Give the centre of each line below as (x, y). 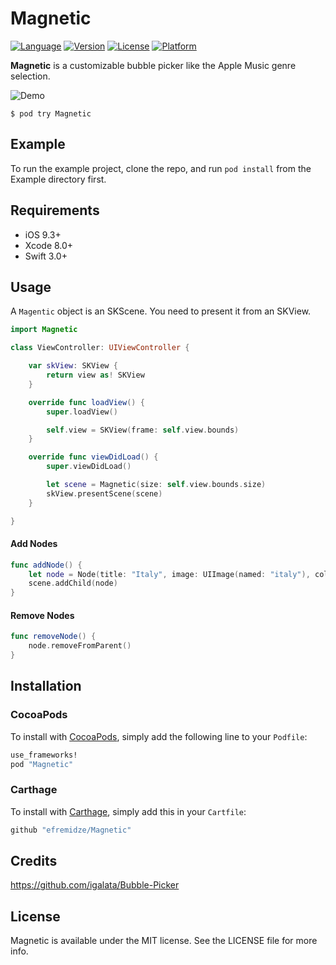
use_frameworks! (44, 755)
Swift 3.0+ (46, 256)
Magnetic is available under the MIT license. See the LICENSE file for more (164, 941)
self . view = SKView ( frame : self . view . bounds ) (143, 430)
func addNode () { (46, 565)
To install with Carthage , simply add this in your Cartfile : (128, 811)
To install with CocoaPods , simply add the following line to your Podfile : (159, 736)
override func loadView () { (86, 402)
